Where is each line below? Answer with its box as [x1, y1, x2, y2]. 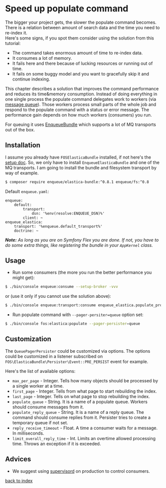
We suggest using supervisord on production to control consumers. [12, 468, 150, 474]
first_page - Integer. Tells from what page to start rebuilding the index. [12, 388, 157, 394]
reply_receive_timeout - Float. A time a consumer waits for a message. [12, 425, 158, 431]
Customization [5, 335, 52, 343]
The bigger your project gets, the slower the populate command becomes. [5, 19, 157, 25]
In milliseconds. [12, 430, 44, 436]
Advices [5, 455, 31, 463]
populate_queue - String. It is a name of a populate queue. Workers [12, 399, 148, 405]
